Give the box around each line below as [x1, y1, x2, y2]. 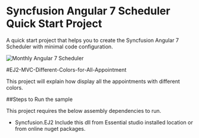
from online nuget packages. [14, 125, 86, 132]
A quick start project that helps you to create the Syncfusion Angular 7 [6, 36, 179, 44]
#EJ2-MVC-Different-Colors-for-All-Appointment [6, 66, 127, 73]
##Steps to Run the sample [6, 96, 73, 103]
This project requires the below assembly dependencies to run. [6, 107, 161, 114]
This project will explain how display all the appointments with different [6, 78, 181, 85]
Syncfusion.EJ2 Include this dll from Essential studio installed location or [14, 118, 194, 126]
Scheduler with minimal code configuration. [6, 43, 113, 50]
